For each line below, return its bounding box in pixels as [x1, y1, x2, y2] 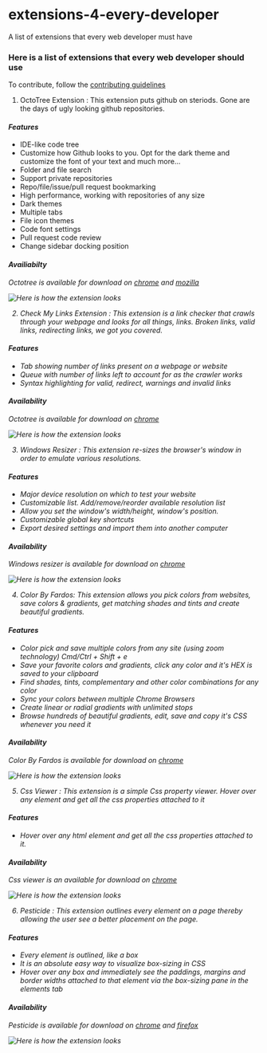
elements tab [19, 984, 64, 994]
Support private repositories [19, 174, 113, 183]
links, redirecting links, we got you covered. [19, 325, 163, 335]
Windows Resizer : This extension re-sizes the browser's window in [19, 445, 241, 455]
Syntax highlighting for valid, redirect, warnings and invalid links [19, 378, 231, 387]
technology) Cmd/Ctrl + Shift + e [19, 651, 128, 661]
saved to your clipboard [19, 668, 99, 678]
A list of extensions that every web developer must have [8, 32, 193, 41]
